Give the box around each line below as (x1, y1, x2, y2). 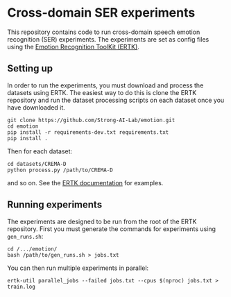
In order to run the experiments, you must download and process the (7, 81, 204, 90)
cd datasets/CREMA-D (7, 160, 67, 167)
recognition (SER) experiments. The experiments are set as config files (7, 35, 209, 43)
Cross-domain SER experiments (7, 5, 196, 21)
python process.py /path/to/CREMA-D (7, 167, 113, 173)
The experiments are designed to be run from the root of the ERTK (7, 217, 197, 226)
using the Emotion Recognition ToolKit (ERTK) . (7, 42, 140, 51)
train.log (7, 283, 36, 290)
